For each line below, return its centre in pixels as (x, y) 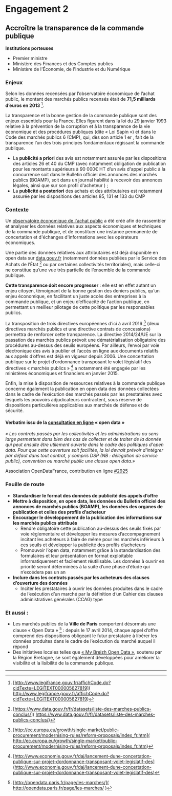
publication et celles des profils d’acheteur (59, 512)
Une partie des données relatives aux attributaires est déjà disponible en (82, 253)
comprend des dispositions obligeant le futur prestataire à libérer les (85, 636)
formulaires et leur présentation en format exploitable (77, 556)
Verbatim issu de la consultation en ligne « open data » (65, 422)
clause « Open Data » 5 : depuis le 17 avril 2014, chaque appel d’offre (85, 630)
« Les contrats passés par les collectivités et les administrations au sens (82, 434)
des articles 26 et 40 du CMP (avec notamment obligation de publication (89, 163)
